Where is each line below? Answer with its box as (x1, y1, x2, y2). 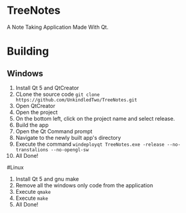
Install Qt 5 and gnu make (15, 175, 79, 182)
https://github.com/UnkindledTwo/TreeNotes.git (15, 97, 137, 103)
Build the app (15, 121, 49, 128)
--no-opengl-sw (51, 146, 89, 153)
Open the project (15, 109, 58, 116)
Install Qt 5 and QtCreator (15, 84, 79, 91)
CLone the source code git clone (15, 91, 100, 98)
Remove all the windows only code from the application (15, 181, 153, 189)
